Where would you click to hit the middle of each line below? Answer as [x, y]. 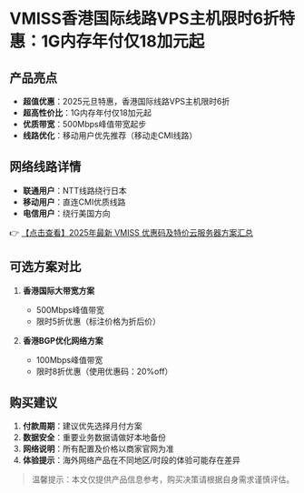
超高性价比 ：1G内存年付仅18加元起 [87, 113]
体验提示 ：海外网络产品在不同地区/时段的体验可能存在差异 [131, 460]
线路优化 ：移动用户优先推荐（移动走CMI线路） [110, 136]
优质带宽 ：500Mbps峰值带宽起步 [84, 124]
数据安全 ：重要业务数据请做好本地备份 [94, 438]
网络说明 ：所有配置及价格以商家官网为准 [98, 449]
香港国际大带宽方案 [59, 290]
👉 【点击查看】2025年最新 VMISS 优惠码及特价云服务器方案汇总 [132, 232]
